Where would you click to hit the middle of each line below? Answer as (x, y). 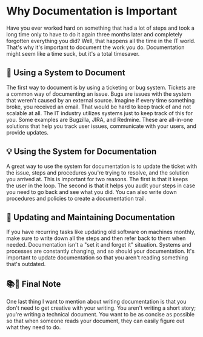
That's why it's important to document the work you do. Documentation (95, 47)
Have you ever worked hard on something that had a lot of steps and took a (101, 28)
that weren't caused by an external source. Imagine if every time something (101, 100)
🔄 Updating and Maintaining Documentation (91, 217)
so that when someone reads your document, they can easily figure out (95, 321)
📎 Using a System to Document (66, 73)
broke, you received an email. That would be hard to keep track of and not (99, 107)
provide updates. (27, 132)
